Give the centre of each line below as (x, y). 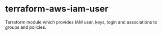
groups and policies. (26, 27)
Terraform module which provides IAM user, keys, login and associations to (81, 22)
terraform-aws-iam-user (57, 9)
